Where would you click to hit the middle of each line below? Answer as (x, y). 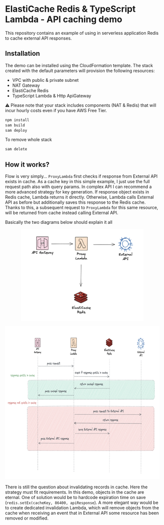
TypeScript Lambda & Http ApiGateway (52, 95)
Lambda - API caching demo (64, 19)
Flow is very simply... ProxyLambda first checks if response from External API (82, 176)
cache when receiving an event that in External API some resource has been (82, 513)
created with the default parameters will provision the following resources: (80, 71)
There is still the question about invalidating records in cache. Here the (76, 487)
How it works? (27, 164)
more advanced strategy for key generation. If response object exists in (77, 192)
